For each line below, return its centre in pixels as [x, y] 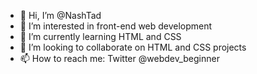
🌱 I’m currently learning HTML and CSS [100, 36]
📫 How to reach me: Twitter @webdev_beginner [119, 58]
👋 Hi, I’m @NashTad [60, 15]
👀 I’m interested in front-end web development [116, 26]
